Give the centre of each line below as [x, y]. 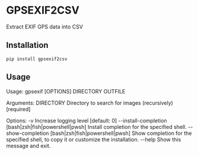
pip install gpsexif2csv [37, 59]
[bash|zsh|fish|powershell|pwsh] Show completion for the [121, 133]
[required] [18, 109]
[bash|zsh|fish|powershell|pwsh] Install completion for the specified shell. [96, 127]
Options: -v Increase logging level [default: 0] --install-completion [87, 120]
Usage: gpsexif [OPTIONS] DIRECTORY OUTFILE [66, 91]
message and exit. [28, 146]
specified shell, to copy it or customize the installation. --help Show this [94, 139]
